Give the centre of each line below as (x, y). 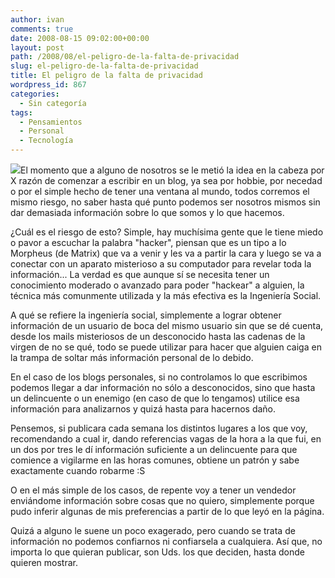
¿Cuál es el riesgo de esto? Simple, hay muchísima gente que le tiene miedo (167, 232)
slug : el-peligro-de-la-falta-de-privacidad (104, 66)
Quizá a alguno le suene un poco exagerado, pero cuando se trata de (153, 530)
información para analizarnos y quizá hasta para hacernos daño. (143, 409)
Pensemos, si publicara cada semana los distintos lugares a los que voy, (159, 428)
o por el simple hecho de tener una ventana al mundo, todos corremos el (160, 191)
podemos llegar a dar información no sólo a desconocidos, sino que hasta (163, 387)
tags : (21, 112)
